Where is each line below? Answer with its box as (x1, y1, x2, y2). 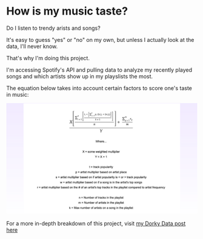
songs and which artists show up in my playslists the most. (6, 72, 153, 80)
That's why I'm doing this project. (6, 54, 90, 61)
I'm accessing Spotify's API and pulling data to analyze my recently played (6, 66, 193, 74)
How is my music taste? (6, 4, 128, 18)
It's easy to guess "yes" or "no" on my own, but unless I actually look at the (6, 36, 195, 43)
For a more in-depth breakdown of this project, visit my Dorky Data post (6, 220, 186, 227)
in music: (6, 91, 29, 98)
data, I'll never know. (6, 43, 58, 50)
